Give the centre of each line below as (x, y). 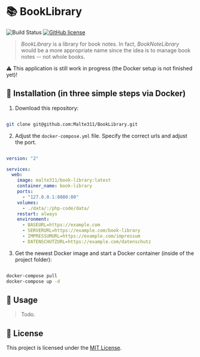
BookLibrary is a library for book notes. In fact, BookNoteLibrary (100, 44)
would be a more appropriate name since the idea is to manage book (106, 50)
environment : (33, 220)
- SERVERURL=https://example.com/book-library (81, 231)
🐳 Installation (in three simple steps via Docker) (96, 94)
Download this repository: (47, 108)
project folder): (33, 259)
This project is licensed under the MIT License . (64, 348)
